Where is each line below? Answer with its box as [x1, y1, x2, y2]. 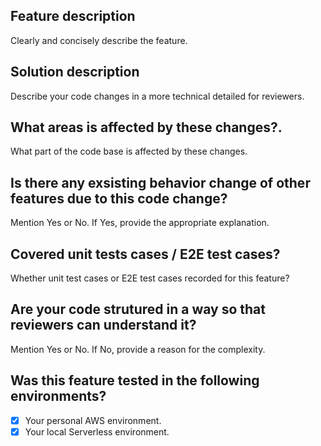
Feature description [10, 8, 136, 25]
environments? [10, 388, 107, 405]
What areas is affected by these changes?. [10, 119, 283, 136]
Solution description [10, 64, 140, 81]
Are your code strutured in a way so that [10, 301, 266, 318]
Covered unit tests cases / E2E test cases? [10, 245, 281, 263]
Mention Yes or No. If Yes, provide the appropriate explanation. [10, 217, 270, 229]
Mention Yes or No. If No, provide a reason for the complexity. [10, 343, 266, 355]
